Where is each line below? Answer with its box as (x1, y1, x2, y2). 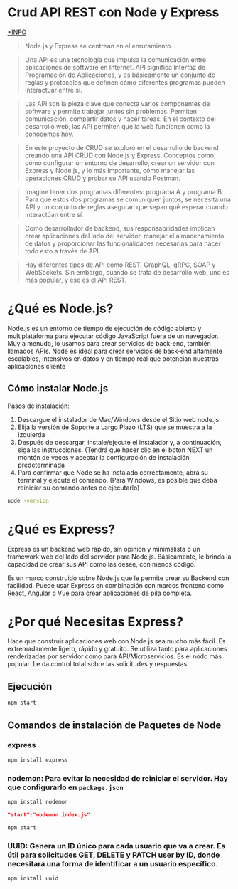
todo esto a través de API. (24, 246, 101, 255)
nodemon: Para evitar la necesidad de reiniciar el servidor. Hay (7, 773, 229, 783)
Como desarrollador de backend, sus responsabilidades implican (24, 223, 215, 232)
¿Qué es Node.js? (7, 300, 114, 317)
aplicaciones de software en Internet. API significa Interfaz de (24, 63, 206, 71)
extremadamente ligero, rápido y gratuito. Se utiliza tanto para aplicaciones (7, 645, 227, 653)
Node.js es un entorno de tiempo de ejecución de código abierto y (7, 324, 202, 332)
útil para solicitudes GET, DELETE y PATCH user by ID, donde (7, 850, 220, 860)
